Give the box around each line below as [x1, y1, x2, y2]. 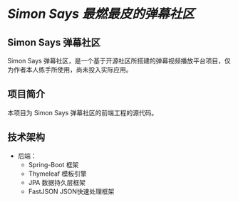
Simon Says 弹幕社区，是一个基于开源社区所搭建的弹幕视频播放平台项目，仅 [7, 57, 232, 65]
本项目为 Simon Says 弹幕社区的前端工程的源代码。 [7, 108, 158, 117]
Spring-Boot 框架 [28, 160, 79, 169]
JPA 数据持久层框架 [28, 178, 86, 186]
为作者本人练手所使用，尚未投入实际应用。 [7, 65, 133, 74]
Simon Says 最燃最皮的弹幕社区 [7, 6, 195, 22]
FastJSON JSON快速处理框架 [28, 187, 115, 196]
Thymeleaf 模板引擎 [28, 169, 87, 178]
